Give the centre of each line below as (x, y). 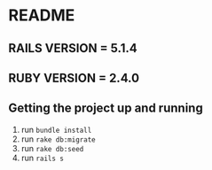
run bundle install (56, 129)
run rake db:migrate (58, 139)
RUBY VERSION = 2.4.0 (74, 77)
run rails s (42, 158)
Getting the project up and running (106, 108)
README (42, 15)
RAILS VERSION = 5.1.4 (73, 48)
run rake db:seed (52, 148)
